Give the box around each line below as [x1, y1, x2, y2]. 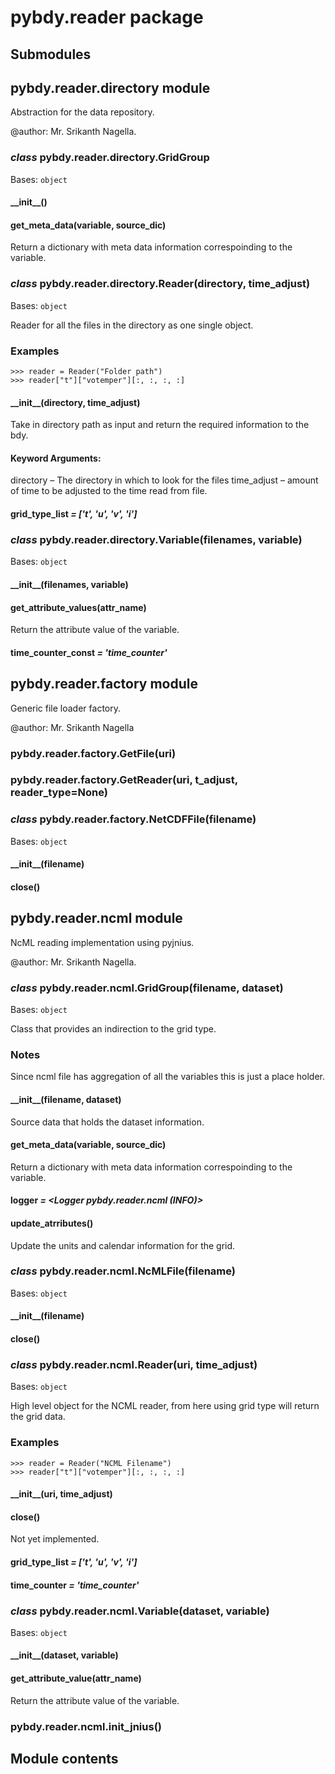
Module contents [10, 1750, 119, 1767]
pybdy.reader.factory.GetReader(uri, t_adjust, [10, 773, 238, 787]
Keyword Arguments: [10, 452, 102, 464]
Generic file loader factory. [10, 702, 121, 714]
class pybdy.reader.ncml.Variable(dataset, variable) [10, 1604, 270, 1618]
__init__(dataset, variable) [10, 1649, 119, 1661]
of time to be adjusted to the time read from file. [10, 485, 208, 497]
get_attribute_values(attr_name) [10, 601, 147, 613]
